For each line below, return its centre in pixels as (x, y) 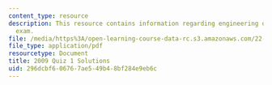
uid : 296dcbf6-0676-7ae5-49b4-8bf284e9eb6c (83, 69)
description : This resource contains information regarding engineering (134, 23)
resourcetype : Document (49, 53)
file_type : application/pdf (56, 46)
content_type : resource (49, 16)
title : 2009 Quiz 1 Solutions (59, 62)
